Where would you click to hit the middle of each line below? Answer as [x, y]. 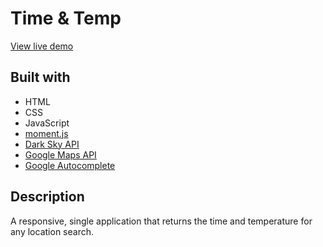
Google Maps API [60, 154]
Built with [40, 77]
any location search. [52, 231]
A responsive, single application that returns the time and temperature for [161, 221]
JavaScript [47, 123]
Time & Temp [66, 18]
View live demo [42, 46]
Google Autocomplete [70, 165]
